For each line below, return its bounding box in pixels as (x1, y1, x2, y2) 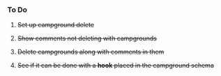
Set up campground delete (17, 21, 95, 29)
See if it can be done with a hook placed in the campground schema (17, 61, 214, 70)
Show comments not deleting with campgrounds (17, 34, 157, 43)
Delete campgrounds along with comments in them (17, 47, 165, 56)
